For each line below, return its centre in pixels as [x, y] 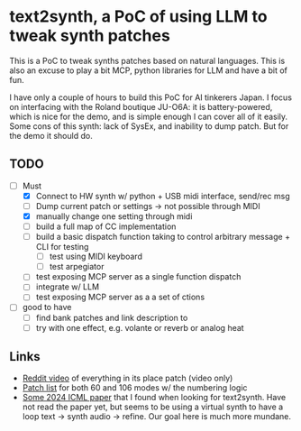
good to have [47, 307]
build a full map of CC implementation [106, 226]
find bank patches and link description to [112, 317]
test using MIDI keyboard [96, 257]
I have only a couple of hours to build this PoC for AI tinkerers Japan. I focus [151, 97]
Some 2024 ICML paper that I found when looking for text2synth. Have [154, 398]
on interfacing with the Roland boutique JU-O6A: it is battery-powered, [141, 106]
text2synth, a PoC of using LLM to [138, 17]
